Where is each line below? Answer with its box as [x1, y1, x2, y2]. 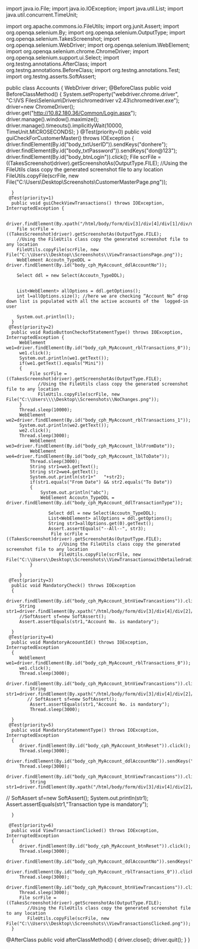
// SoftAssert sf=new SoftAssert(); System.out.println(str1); [6, 794, 149, 801]
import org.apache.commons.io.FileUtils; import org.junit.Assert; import [6, 23, 180, 30]
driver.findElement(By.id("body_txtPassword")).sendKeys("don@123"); [6, 147, 178, 154]
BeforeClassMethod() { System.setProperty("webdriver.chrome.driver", [6, 91, 179, 97]
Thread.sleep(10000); [19, 407, 72, 413]
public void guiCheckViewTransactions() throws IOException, [11, 200, 165, 206]
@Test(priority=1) [8, 195, 54, 201]
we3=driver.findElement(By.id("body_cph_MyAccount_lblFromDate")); [6, 443, 176, 449]
